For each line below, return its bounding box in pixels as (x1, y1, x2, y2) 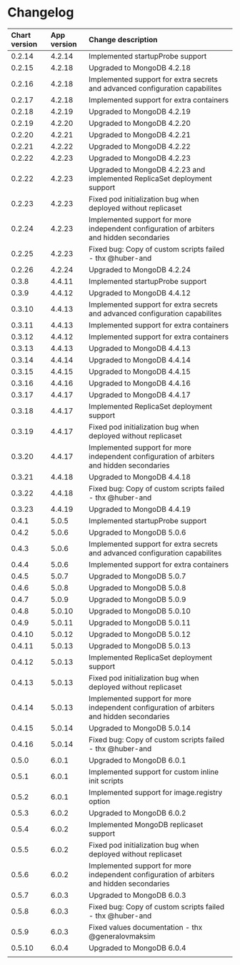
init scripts (89, 776, 124, 786)
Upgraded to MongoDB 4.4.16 (89, 378, 191, 388)
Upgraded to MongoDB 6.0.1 (89, 755, 186, 765)
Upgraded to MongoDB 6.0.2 (89, 808, 186, 818)
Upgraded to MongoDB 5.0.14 (89, 723, 191, 733)
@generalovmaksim (89, 931, 156, 941)
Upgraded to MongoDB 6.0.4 (89, 943, 186, 953)
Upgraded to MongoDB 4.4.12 (89, 287, 191, 297)
